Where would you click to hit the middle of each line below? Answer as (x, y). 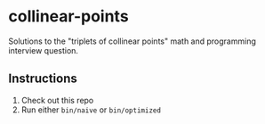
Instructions (43, 79)
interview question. (44, 50)
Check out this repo (57, 100)
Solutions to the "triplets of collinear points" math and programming (132, 41)
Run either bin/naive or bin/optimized (91, 110)
